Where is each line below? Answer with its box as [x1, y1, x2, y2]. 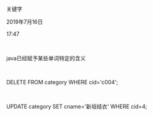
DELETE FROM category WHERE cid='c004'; [6, 78, 118, 86]
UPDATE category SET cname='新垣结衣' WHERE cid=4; [6, 103, 148, 110]
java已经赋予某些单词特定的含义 [6, 55, 86, 62]
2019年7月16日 [6, 18, 44, 26]
